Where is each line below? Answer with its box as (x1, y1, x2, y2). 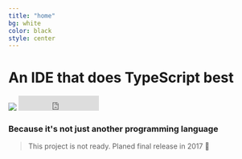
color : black (8, 26, 52, 35)
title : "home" (8, 11, 56, 20)
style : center (8, 34, 56, 43)
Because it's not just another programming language (8, 124, 219, 135)
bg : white (8, 19, 42, 27)
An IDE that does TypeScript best (8, 69, 235, 87)
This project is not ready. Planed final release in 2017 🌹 (27, 141, 210, 151)
